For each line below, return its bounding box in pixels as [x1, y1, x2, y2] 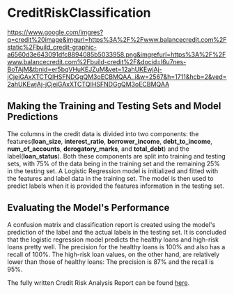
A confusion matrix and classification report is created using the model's [7, 220, 216, 228]
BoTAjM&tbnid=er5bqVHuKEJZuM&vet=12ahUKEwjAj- [7, 65, 162, 73]
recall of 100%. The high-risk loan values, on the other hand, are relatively [7, 250, 220, 258]
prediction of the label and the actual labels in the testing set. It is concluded [7, 228, 226, 236]
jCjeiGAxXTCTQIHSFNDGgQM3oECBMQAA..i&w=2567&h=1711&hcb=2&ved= [7, 72, 227, 81]
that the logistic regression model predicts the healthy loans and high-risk [7, 235, 219, 244]
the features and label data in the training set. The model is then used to [7, 174, 214, 182]
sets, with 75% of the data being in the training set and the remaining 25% [7, 159, 221, 168]
